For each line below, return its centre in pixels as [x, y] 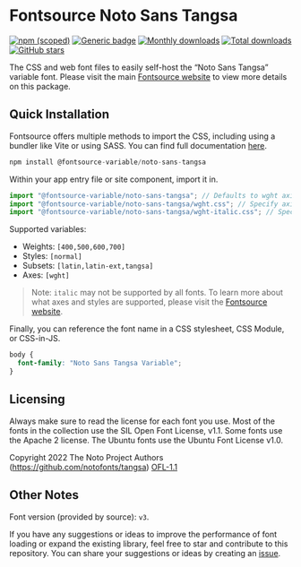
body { [21, 355]
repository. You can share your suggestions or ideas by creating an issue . [145, 553]
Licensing [37, 399]
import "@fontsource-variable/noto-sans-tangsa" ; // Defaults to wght [144, 195]
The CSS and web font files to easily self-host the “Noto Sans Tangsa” [139, 67]
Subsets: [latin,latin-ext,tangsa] [88, 266]
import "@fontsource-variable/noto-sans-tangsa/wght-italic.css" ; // [142, 212]
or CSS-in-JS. [35, 339]
